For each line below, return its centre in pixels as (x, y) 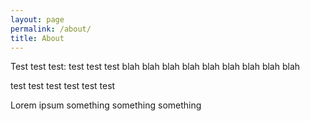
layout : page (37, 19)
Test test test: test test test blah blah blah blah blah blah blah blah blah (155, 67)
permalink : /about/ (51, 29)
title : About (37, 38)
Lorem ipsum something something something (106, 105)
